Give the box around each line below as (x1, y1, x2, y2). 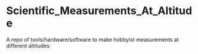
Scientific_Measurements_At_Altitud (6, 4, 193, 18)
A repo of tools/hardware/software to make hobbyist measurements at (6, 36, 179, 43)
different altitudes (6, 42, 49, 49)
